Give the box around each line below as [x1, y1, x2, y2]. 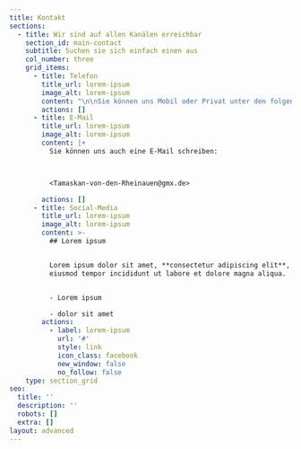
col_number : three [25, 55, 94, 64]
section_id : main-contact [25, 38, 123, 48]
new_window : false [56, 359, 126, 368]
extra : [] [17, 418, 54, 427]
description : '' [17, 401, 78, 410]
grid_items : [25, 64, 70, 73]
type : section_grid [25, 376, 99, 385]
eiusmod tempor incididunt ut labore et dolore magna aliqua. [48, 269, 287, 278]
